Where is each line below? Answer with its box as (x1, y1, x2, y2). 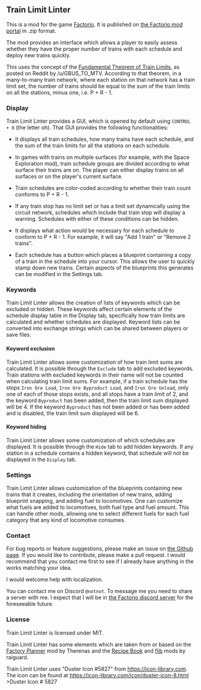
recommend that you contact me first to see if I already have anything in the (6, 558, 194, 565)
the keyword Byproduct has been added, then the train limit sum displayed (6, 396, 189, 404)
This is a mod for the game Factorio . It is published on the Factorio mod (6, 20, 183, 28)
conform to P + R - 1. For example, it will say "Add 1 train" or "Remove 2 (14, 233, 191, 241)
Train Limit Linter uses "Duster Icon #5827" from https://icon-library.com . (6, 665, 188, 673)
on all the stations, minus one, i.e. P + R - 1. (6, 88, 113, 96)
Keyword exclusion (6, 345, 55, 352)
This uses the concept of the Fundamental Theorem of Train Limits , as (6, 63, 180, 70)
